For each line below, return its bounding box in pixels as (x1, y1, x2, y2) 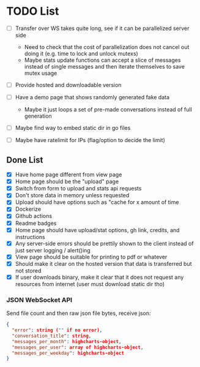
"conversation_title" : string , (12, 333, 92, 339)
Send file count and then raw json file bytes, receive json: (6, 309, 151, 317)
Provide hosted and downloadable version (15, 81, 122, 88)
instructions (15, 233, 46, 240)
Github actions (15, 213, 53, 220)
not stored (15, 267, 42, 274)
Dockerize (15, 205, 42, 213)
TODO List (6, 4, 59, 18)
